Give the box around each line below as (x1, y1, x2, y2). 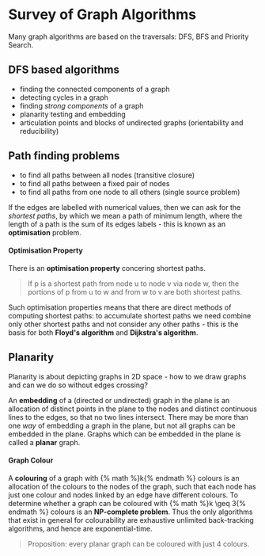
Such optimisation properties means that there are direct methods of (8, 303, 232, 312)
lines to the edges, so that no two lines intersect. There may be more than (8, 412, 248, 421)
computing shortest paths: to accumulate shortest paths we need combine (8, 310, 252, 320)
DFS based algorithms (8, 63, 120, 77)
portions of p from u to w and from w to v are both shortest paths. (27, 287, 243, 296)
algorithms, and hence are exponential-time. (8, 524, 153, 533)
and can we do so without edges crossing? (8, 380, 149, 390)
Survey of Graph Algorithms (8, 6, 196, 24)
